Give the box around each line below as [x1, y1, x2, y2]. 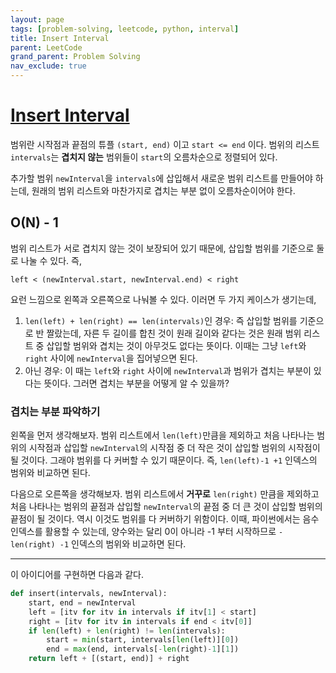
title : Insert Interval [10, 33, 110, 43]
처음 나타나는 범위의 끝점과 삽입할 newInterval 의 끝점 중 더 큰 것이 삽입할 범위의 [10, 501, 323, 513]
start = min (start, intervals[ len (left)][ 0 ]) [46, 635, 240, 645]
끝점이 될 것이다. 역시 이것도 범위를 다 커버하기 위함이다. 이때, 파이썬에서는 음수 [10, 513, 320, 525]
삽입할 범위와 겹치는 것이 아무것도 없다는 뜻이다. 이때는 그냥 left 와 [46, 339, 307, 351]
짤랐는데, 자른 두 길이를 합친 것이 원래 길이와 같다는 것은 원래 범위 [46, 327, 302, 339]
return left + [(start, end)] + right [28, 654, 190, 664]
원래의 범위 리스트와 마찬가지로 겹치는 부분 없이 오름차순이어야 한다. [31, 184, 296, 196]
